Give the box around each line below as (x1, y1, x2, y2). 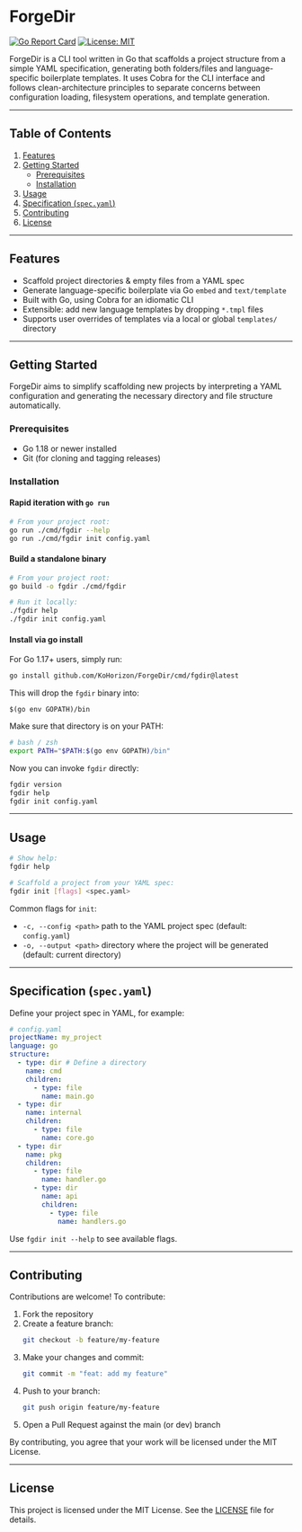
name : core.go (41, 1133, 94, 1142)
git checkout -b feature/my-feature (22, 1336, 160, 1345)
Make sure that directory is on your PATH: (9, 721, 164, 731)
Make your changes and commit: (22, 1352, 145, 1363)
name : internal (25, 1108, 83, 1118)
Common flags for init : (9, 903, 97, 914)
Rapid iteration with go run (9, 497, 111, 509)
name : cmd (25, 1067, 63, 1076)
